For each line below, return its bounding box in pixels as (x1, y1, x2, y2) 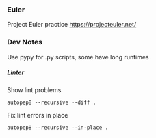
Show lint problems (7, 85, 62, 94)
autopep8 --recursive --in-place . (7, 124, 109, 131)
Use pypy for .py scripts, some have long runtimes (7, 53, 149, 61)
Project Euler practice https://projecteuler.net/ (7, 20, 137, 29)
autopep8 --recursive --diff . (7, 99, 96, 106)
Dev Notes (7, 38, 43, 47)
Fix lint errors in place (7, 111, 68, 119)
